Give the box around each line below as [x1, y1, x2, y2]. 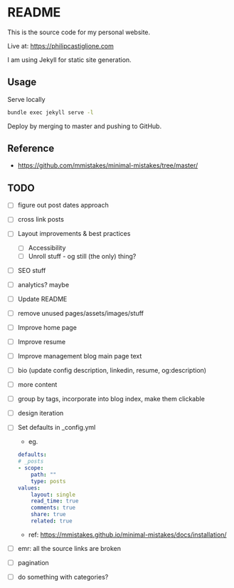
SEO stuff [17, 266, 46, 274]
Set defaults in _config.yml [17, 423, 96, 432]
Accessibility [28, 244, 66, 252]
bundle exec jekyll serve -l [7, 108, 94, 116]
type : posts [31, 478, 66, 485]
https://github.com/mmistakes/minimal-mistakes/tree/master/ [17, 161, 198, 170]
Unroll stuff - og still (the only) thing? [28, 252, 137, 260]
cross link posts [17, 215, 64, 224]
